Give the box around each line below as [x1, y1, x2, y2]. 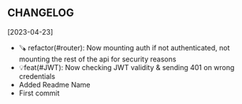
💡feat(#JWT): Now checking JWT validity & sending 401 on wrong [18, 62, 235, 72]
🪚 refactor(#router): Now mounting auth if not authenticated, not [18, 43, 230, 52]
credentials [18, 71, 56, 81]
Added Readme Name [18, 80, 91, 89]
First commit [18, 88, 60, 98]
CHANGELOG [7, 6, 74, 20]
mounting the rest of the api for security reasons [18, 54, 177, 64]
